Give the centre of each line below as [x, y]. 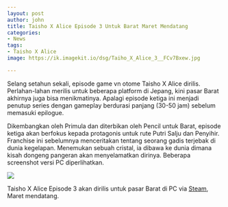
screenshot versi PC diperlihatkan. [55, 162]
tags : [15, 45]
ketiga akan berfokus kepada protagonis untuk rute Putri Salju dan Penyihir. [113, 133]
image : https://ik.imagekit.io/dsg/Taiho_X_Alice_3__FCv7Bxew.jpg [104, 58]
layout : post [26, 13]
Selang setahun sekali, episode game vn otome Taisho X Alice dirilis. [104, 84]
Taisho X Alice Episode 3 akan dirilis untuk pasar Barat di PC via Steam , [108, 188]
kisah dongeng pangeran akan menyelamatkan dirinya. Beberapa [99, 155]
